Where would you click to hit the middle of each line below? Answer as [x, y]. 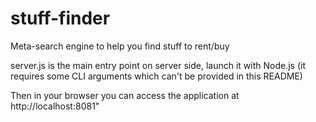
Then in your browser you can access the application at [125, 95]
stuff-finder [60, 18]
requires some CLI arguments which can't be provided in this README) [156, 76]
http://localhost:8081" [55, 106]
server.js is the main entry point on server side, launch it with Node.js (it [158, 65]
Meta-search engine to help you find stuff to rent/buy [120, 46]
